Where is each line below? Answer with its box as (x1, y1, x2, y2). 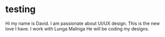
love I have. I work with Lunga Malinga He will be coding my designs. (5, 25, 149, 31)
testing (5, 4, 36, 15)
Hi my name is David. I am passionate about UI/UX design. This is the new (5, 20, 160, 26)
